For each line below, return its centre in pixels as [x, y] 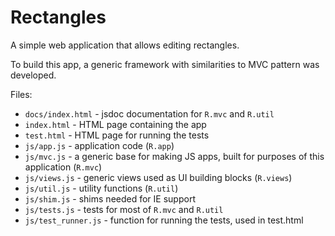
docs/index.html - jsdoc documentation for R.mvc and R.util [149, 113]
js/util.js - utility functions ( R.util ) [101, 188]
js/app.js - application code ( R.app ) [99, 145]
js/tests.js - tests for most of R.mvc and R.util [124, 209]
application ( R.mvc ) [63, 167]
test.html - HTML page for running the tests [117, 135]
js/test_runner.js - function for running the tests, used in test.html [164, 220]
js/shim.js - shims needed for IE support [110, 198]
